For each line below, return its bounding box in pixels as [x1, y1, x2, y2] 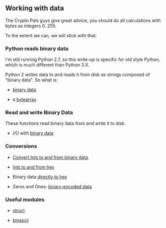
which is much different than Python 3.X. [5, 62, 90, 68]
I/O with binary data [12, 130, 54, 136]
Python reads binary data [5, 45, 69, 52]
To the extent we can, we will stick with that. [5, 32, 97, 38]
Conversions [5, 143, 37, 150]
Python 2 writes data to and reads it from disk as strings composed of [5, 71, 150, 78]
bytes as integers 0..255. [5, 23, 57, 29]
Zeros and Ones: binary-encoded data [12, 183, 92, 189]
